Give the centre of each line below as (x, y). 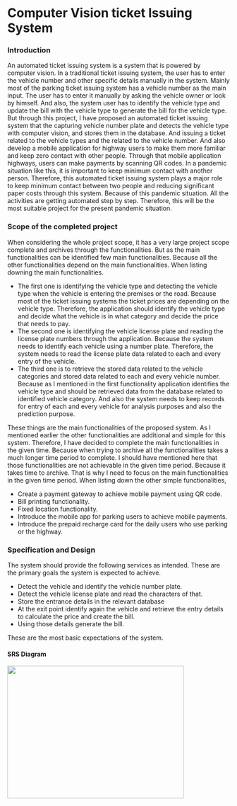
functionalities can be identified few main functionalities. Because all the (112, 257)
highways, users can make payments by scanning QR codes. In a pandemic (117, 163)
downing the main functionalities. (55, 272)
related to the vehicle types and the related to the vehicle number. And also (116, 141)
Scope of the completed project (62, 226)
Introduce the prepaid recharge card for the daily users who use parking (122, 524)
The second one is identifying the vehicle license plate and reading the (120, 331)
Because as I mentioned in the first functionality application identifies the (123, 384)
